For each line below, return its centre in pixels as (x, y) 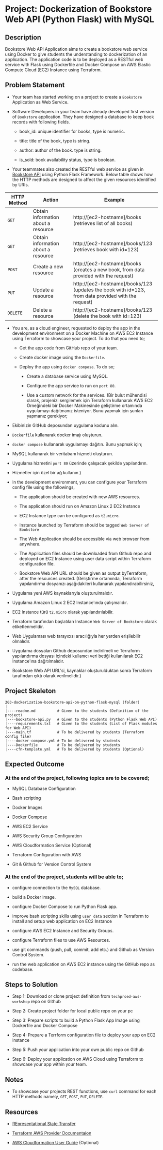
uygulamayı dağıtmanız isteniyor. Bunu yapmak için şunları (85, 410)
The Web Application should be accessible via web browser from (84, 539)
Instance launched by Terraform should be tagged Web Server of (84, 525)
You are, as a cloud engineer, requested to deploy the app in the (76, 328)
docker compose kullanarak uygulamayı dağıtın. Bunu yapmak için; (77, 444)
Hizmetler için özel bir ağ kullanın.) (47, 472)
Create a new (48, 266)
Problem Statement (35, 85)
